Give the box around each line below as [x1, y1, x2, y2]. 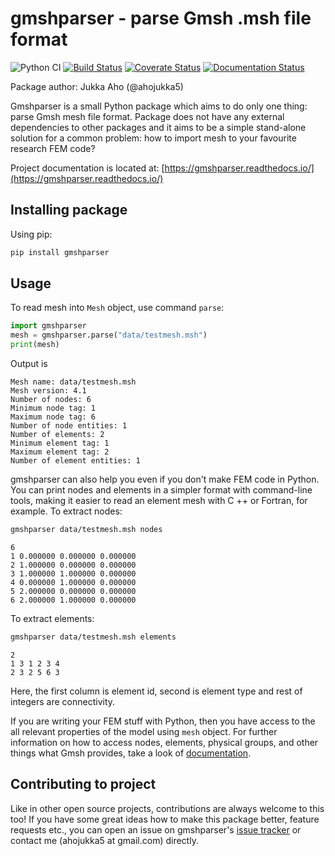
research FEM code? [10, 142, 96, 154]
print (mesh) [10, 340, 60, 350]
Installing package [10, 202, 128, 219]
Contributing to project [10, 776, 157, 793]
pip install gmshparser [10, 247, 110, 257]
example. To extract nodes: [10, 505, 123, 517]
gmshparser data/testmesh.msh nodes [10, 525, 163, 535]
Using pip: [10, 228, 53, 240]
